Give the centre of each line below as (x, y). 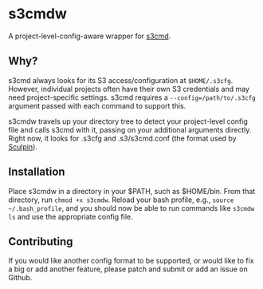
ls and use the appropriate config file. (71, 216)
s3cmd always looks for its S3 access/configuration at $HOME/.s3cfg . (121, 80)
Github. (20, 278)
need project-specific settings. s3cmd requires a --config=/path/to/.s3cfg (132, 97)
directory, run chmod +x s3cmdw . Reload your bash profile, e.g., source (121, 200)
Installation (37, 172)
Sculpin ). (23, 146)
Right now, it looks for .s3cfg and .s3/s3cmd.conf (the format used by (122, 138)
